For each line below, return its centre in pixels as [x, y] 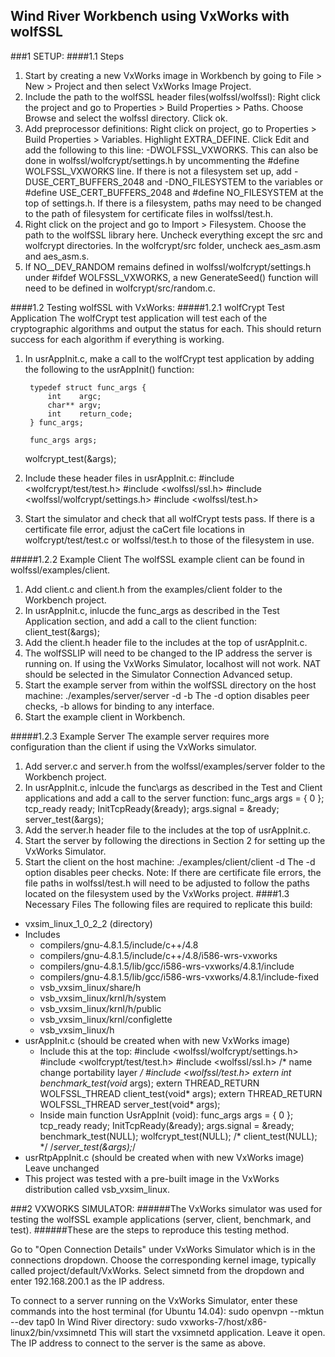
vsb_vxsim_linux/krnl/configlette [106, 1019]
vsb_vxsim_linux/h [77, 1030]
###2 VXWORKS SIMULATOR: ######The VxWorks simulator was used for [166, 1208]
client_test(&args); [62, 631]
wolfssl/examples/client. [60, 570]
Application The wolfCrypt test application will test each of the [139, 318]
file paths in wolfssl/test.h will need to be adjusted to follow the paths [167, 883]
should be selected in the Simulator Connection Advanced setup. [158, 674]
